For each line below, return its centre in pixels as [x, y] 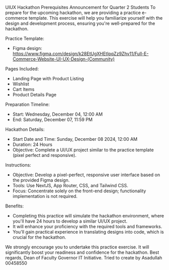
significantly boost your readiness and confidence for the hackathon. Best [82, 252]
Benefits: [15, 206]
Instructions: [18, 165]
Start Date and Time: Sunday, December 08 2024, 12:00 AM [75, 139]
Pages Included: [22, 69]
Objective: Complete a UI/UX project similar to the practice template [83, 150]
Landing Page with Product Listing [48, 78]
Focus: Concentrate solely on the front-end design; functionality [79, 191]
